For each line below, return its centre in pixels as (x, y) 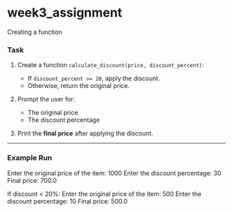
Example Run (30, 158)
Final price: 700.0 (32, 180)
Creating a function (35, 32)
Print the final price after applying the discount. (85, 134)
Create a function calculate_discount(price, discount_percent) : (111, 65)
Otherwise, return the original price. (78, 86)
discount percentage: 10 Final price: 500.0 (68, 201)
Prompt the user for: (46, 99)
